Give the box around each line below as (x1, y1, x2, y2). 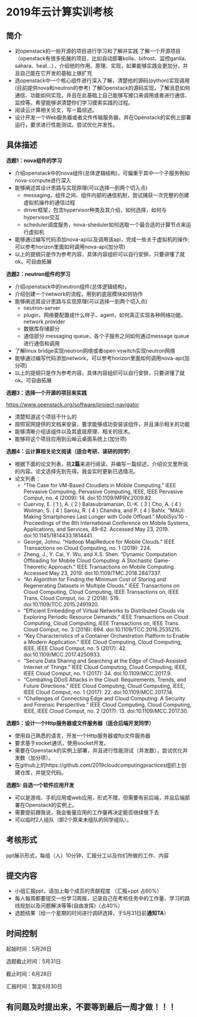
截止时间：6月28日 (6, 970, 52, 977)
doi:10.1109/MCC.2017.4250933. (23, 651, 101, 658)
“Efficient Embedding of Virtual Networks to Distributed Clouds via (23, 607, 185, 614)
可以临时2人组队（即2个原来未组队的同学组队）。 (14, 816, 132, 823)
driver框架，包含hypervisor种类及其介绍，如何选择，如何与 (23, 206, 167, 213)
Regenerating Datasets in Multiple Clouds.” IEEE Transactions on (23, 582, 180, 589)
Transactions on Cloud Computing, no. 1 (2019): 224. (23, 544, 152, 552)
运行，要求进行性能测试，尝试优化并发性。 (14, 122, 118, 128)
